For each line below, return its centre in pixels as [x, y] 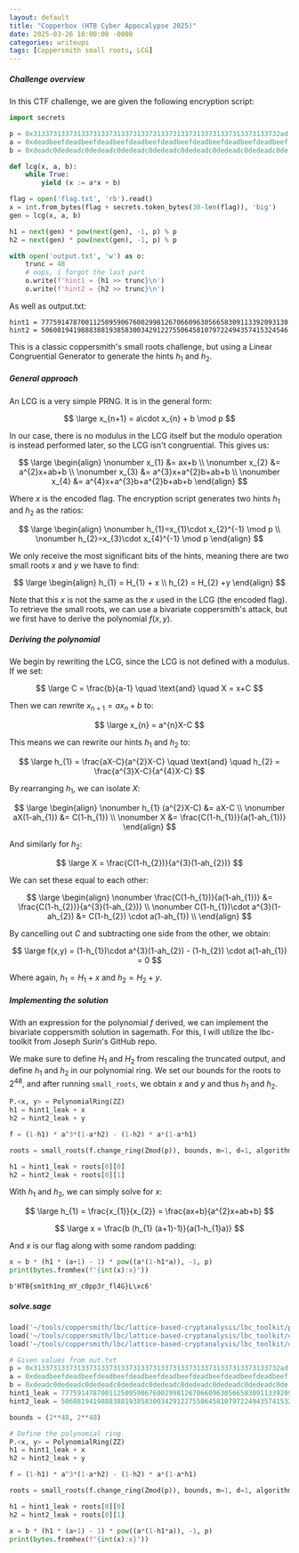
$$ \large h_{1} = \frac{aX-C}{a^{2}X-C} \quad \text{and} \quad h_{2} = [149, 761]
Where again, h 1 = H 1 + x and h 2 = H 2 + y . [86, 979]
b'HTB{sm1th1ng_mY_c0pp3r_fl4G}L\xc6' [81, 1286]
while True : [47, 174]
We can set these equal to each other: [79, 880]
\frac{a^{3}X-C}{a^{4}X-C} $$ [149, 771]
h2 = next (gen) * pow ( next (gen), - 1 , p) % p [93, 240]
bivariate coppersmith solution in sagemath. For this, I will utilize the [133, 1032]
